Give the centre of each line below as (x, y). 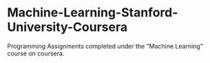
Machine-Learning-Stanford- (93, 13)
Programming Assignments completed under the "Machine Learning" (105, 46)
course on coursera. (36, 53)
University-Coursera (67, 27)
